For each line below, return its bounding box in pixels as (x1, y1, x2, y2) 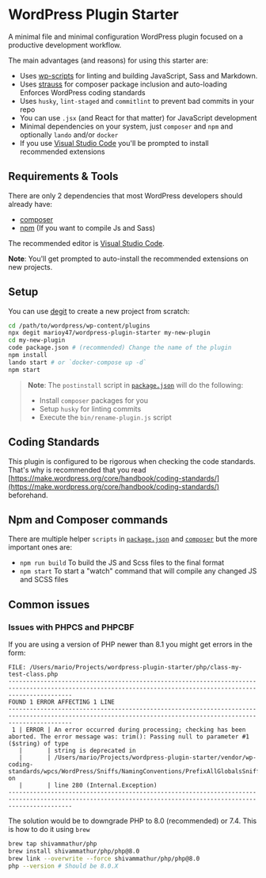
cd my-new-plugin (8, 336, 66, 344)
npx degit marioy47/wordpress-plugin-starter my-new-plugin (8, 329, 211, 337)
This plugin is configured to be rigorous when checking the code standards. (8, 456, 256, 466)
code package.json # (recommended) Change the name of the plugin (8, 343, 232, 352)
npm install (8, 351, 47, 359)
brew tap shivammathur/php (8, 840, 97, 848)
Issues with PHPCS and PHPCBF (8, 621, 135, 632)
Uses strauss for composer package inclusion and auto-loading (19, 79, 228, 89)
